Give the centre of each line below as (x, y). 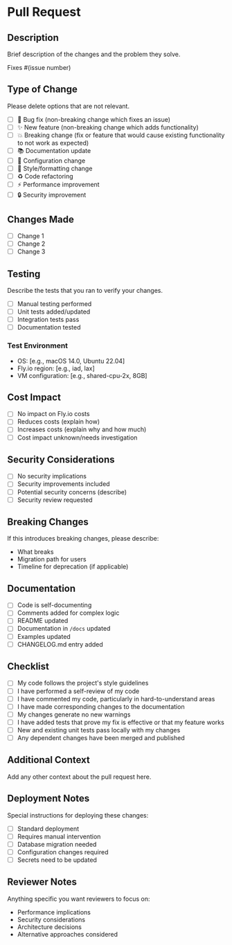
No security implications (52, 476)
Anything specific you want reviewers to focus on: (79, 899)
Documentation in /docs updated (64, 629)
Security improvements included (63, 484)
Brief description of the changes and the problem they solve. (94, 54)
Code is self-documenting (54, 605)
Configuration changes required (63, 852)
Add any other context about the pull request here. (79, 777)
